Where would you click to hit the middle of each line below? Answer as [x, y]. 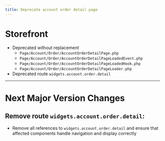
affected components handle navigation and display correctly [74, 133]
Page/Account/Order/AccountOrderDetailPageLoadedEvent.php [81, 58]
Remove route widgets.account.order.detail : [75, 116]
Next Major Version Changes [65, 98]
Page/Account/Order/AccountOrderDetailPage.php [69, 53]
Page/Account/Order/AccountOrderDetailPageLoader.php [76, 69]
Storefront [27, 34]
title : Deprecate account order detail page [51, 10]
